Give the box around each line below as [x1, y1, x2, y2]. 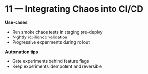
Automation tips [5, 49, 38, 55]
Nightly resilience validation [12, 34, 68, 40]
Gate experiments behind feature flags [12, 58, 89, 64]
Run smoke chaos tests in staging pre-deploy [12, 29, 103, 35]
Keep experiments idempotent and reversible [12, 63, 102, 69]
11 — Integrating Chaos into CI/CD [5, 3, 143, 15]
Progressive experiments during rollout [12, 39, 90, 45]
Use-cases [5, 19, 28, 25]
